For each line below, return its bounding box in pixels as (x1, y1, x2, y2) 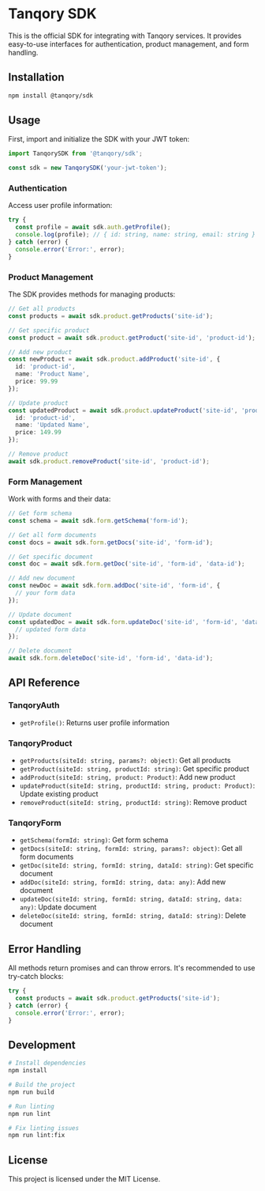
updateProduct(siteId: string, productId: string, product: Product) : (19, 781, 256, 791)
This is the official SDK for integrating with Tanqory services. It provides (8, 31, 242, 40)
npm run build (8, 1088, 55, 1096)
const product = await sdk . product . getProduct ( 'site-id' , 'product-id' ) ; (8, 334, 256, 342)
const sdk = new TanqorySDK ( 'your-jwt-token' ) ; (8, 164, 168, 172)
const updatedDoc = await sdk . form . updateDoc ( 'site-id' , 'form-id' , (8, 618, 238, 626)
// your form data (15, 589, 77, 597)
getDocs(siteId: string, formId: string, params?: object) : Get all (19, 844, 243, 853)
